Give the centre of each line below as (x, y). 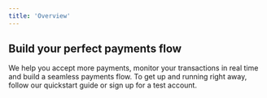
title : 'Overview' (39, 16)
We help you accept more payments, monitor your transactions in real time (133, 68)
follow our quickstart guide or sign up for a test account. (103, 85)
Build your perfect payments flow (95, 49)
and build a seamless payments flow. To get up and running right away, (128, 77)
